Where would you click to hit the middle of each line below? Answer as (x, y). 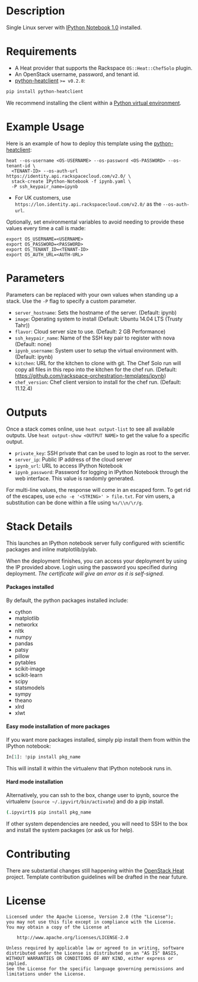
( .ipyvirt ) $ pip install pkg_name (49, 812)
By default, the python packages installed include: (67, 600)
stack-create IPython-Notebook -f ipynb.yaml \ (71, 181)
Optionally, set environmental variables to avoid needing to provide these (95, 222)
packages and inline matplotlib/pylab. (52, 549)
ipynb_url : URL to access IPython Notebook (68, 466)
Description (36, 11)
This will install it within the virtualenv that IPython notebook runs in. (89, 768)
